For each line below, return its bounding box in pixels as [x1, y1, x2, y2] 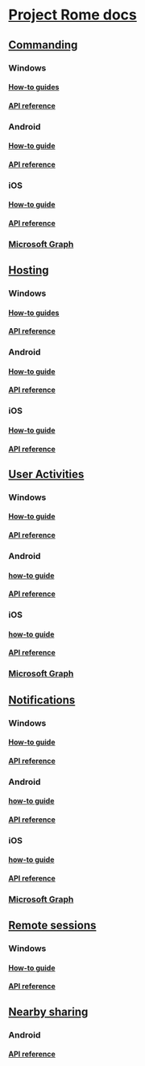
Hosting [8, 263, 50, 277]
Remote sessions [8, 919, 97, 932]
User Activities [8, 467, 85, 481]
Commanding [8, 38, 78, 52]
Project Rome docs [8, 6, 137, 24]
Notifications [8, 693, 76, 706]
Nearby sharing [8, 1004, 89, 1018]
